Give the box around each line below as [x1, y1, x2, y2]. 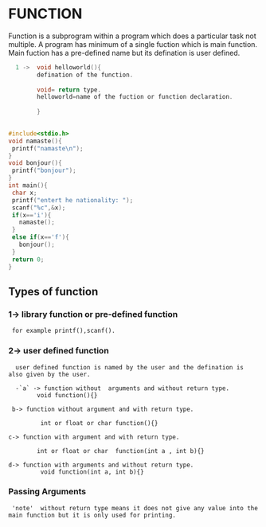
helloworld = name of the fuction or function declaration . [37, 93, 233, 101]
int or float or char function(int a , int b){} [37, 447, 205, 455]
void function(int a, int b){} [40, 467, 145, 476]
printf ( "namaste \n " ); [11, 144, 84, 152]
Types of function [8, 284, 99, 299]
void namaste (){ [8, 137, 62, 145]
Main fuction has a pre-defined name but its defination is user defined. [8, 48, 241, 57]
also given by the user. [8, 370, 91, 378]
